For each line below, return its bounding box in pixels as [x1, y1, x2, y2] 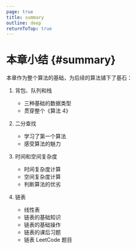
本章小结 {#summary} [6, 53, 116, 67]
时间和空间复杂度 [14, 153, 58, 160]
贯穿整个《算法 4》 [23, 107, 71, 115]
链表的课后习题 [23, 229, 61, 236]
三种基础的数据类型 [23, 100, 72, 107]
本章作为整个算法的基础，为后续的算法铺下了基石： [6, 74, 132, 82]
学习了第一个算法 [23, 133, 67, 140]
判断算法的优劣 [23, 181, 61, 188]
